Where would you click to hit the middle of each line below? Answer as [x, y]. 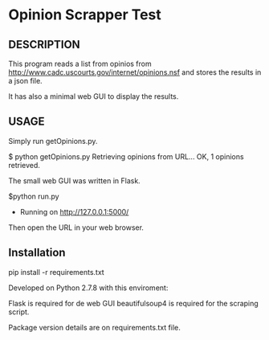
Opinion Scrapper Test [85, 15]
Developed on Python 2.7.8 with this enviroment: [88, 288]
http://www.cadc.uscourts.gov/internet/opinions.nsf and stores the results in [135, 72]
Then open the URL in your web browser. [76, 227]
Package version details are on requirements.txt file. [94, 327]
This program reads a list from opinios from [80, 63]
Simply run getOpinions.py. [53, 141]
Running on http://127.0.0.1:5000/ [74, 211]
